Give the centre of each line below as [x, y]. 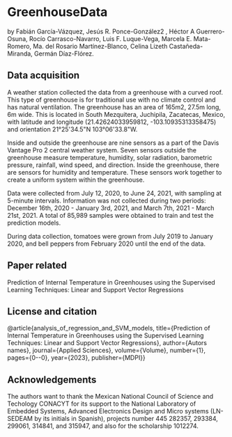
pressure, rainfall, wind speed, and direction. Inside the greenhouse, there [113, 165]
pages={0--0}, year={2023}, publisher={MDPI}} [77, 358]
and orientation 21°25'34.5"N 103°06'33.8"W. [72, 129]
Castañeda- [186, 46]
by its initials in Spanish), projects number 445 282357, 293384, [126, 419]
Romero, [20, 46]
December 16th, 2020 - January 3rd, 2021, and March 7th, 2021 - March [111, 208]
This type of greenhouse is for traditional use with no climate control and [111, 100]
